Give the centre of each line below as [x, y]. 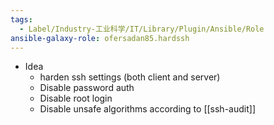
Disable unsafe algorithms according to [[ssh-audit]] [147, 109]
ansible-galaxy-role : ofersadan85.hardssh [100, 38]
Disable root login [76, 98]
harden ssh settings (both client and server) [130, 77]
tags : [21, 19]
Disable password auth [87, 88]
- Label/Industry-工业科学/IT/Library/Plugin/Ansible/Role [142, 29]
